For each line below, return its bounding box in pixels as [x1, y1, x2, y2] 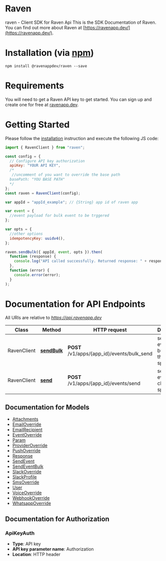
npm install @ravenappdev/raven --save [5, 63, 87, 68]
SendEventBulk [12, 463, 43, 469]
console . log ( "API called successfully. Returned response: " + [14, 258, 147, 264]
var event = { [5, 208, 35, 213]
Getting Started [5, 119, 70, 130]
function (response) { [9, 254, 56, 259]
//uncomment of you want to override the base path [11, 172, 121, 177]
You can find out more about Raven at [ [5, 24, 85, 30]
